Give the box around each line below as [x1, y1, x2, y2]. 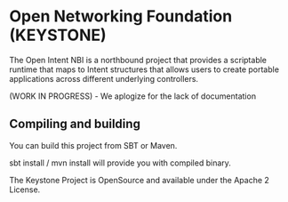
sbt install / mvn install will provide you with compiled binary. [9, 158, 231, 168]
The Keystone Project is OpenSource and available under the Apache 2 [9, 174, 269, 185]
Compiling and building [9, 117, 140, 132]
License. [9, 184, 41, 195]
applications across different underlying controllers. [9, 73, 198, 84]
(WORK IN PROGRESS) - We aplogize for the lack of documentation [9, 91, 256, 101]
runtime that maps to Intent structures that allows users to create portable [9, 64, 280, 75]
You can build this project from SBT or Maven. [9, 140, 178, 150]
